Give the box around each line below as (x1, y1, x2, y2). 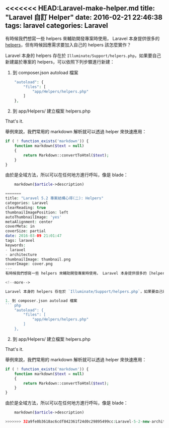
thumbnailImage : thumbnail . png (5, 257, 71, 262)
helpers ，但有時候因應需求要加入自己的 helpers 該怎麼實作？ (5, 41, 132, 47)
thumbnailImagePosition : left (5, 209, 69, 215)
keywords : (5, 242, 26, 248)
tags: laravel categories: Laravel (5, 21, 108, 30)
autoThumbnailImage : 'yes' (5, 215, 62, 220)
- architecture (5, 252, 37, 257)
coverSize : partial (5, 229, 46, 234)
